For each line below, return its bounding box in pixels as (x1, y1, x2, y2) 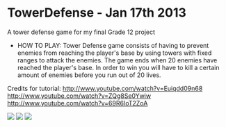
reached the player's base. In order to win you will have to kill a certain (17, 63, 220, 71)
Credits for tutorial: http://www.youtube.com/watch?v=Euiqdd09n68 (7, 84, 203, 92)
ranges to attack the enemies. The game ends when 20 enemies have (17, 56, 218, 64)
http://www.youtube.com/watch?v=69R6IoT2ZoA (7, 99, 148, 107)
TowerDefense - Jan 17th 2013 (7, 5, 186, 21)
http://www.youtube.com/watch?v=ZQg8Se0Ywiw (7, 92, 152, 100)
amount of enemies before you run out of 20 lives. (17, 71, 161, 79)
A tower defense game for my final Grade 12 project (7, 28, 155, 36)
